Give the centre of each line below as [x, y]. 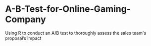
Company [25, 19]
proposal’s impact [23, 38]
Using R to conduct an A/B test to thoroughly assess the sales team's [76, 33]
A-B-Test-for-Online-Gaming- [68, 9]
